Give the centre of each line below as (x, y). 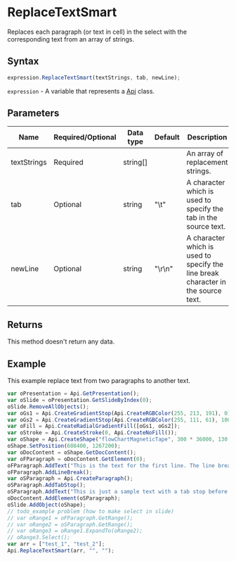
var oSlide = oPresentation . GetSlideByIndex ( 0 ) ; (80, 400)
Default (167, 137)
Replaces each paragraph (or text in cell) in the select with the (97, 32)
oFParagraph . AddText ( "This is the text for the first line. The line (111, 465)
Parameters (33, 113)
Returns (25, 324)
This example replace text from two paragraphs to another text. (99, 381)
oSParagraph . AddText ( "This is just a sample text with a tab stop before (118, 492)
